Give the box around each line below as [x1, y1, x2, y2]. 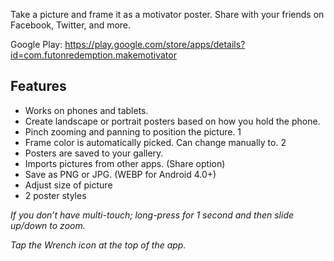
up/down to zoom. [10, 219, 86, 231]
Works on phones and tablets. [24, 104, 149, 116]
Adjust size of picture [24, 179, 113, 191]
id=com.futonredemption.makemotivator [10, 49, 177, 61]
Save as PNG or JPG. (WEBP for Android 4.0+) [24, 168, 217, 180]
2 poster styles [24, 189, 87, 201]
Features [10, 78, 67, 95]
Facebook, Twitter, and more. [10, 19, 132, 31]
